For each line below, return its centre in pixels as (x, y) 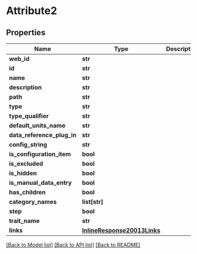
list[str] (93, 202)
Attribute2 (32, 11)
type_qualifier (29, 116)
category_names (33, 202)
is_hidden (23, 173)
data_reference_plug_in (43, 135)
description (26, 87)
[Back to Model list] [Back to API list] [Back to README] (73, 245)
